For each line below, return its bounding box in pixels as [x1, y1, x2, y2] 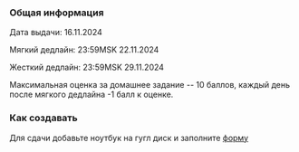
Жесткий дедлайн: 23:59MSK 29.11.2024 [9, 62, 165, 73]
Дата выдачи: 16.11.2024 [9, 27, 102, 38]
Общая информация [9, 6, 104, 19]
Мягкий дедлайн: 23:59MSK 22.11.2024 [9, 44, 159, 55]
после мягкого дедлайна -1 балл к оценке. [9, 89, 174, 100]
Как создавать [9, 111, 79, 124]
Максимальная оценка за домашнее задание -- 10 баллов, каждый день [9, 80, 291, 90]
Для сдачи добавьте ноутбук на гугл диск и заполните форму [9, 132, 249, 143]
